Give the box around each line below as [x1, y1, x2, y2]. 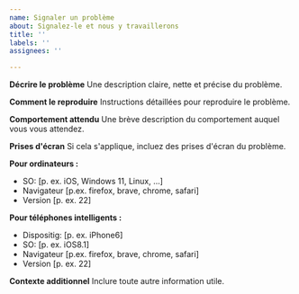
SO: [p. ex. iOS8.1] [22, 239, 90, 250]
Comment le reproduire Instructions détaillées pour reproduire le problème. [9, 96, 291, 108]
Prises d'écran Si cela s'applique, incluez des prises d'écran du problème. [9, 141, 286, 152]
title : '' [9, 30, 47, 39]
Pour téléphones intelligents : [9, 212, 122, 223]
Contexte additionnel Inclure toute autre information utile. [9, 276, 225, 287]
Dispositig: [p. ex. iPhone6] [22, 230, 123, 241]
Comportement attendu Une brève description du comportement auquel [9, 114, 280, 125]
